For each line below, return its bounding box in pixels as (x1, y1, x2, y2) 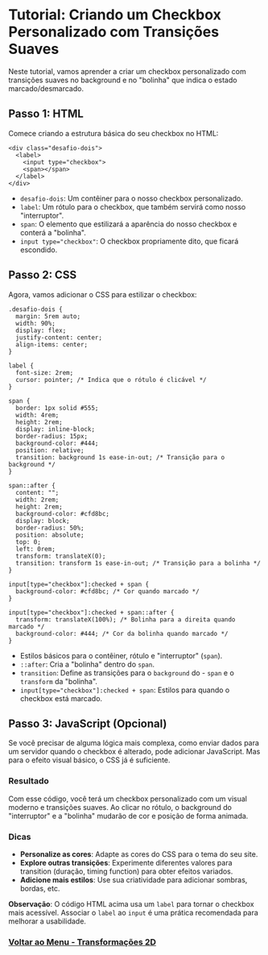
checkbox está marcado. (19, 693, 103, 703)
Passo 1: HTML (8, 107, 85, 121)
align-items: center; (15, 340, 89, 348)
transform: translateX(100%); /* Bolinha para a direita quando (15, 615, 236, 624)
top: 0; (15, 538, 42, 546)
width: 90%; (15, 319, 56, 327)
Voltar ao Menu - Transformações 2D (8, 936, 157, 948)
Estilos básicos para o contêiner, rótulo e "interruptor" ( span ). (19, 650, 223, 660)
